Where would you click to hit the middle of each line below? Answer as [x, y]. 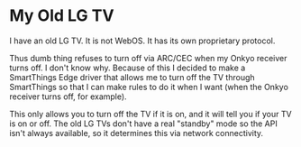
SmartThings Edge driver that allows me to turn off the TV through [132, 77]
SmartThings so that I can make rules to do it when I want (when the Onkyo [149, 87]
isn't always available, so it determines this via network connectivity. [137, 133]
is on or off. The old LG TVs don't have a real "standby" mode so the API [143, 124]
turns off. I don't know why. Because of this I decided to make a [128, 68]
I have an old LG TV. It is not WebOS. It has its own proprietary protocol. [142, 41]
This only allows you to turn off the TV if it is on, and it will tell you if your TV [150, 114]
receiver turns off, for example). [68, 96]
